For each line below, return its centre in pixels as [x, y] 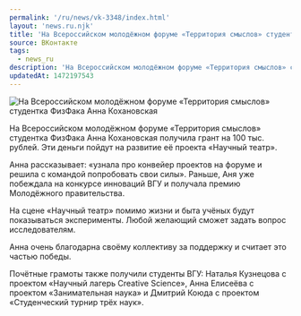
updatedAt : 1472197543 [52, 76]
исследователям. [43, 229]
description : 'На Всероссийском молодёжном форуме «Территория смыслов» [148, 68]
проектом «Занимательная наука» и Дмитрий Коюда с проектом [134, 293]
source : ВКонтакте [43, 43]
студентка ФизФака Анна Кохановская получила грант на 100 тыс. [137, 137]
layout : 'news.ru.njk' [52, 26]
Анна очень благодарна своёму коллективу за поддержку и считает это [148, 246]
